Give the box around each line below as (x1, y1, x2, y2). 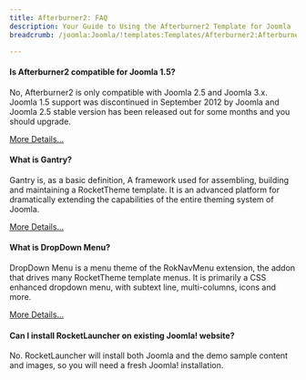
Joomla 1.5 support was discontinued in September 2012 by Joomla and (9, 97, 280, 108)
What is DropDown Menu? (9, 242, 111, 253)
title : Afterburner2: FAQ (9, 13, 107, 23)
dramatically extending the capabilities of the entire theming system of (9, 193, 275, 205)
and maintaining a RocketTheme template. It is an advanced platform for (9, 184, 280, 195)
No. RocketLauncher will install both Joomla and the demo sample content (9, 350, 289, 361)
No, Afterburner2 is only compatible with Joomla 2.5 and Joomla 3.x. (9, 87, 269, 98)
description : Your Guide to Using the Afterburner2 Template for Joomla (9, 22, 291, 31)
